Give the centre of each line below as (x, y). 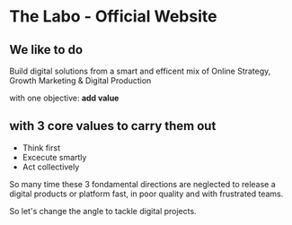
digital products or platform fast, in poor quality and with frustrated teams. (146, 194)
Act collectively (51, 167)
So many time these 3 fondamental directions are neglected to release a (142, 184)
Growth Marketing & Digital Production (80, 81)
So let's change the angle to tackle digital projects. (103, 211)
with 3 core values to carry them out (113, 126)
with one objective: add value (64, 98)
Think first (41, 147)
